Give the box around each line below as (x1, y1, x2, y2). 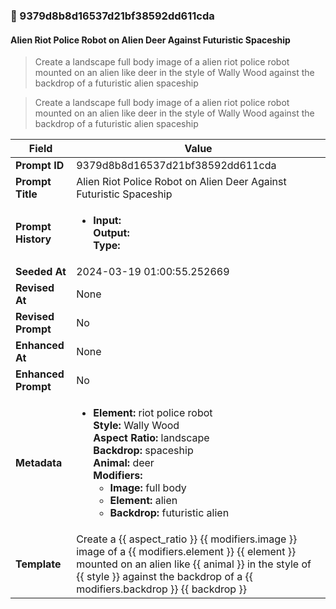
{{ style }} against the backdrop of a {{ (76, 570, 254, 584)
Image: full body (109, 481, 187, 495)
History (15, 232, 52, 246)
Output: (93, 226, 130, 240)
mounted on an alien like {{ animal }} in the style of (76, 557, 312, 571)
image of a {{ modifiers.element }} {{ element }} (76, 545, 297, 559)
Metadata (15, 456, 63, 470)
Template (15, 557, 62, 571)
